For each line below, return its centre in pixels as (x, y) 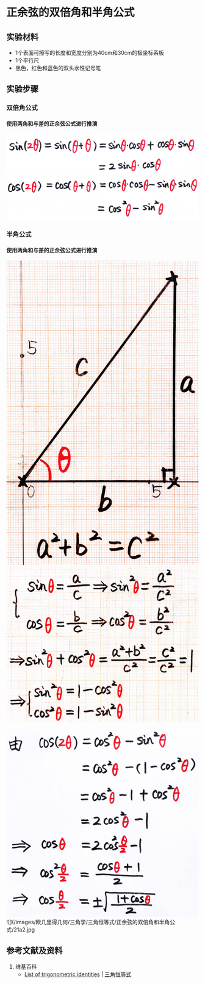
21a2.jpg (24, 929)
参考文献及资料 (34, 951)
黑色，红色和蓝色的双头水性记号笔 (58, 68)
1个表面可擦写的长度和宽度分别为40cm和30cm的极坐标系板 (90, 53)
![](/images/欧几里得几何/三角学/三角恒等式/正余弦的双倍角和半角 (88, 922)
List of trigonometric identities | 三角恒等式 (78, 974)
